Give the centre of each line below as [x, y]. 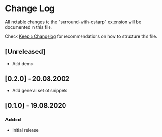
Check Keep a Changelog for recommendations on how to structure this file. [81, 36]
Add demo [22, 63]
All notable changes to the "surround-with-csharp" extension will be [73, 22]
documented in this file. [29, 27]
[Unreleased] [25, 52]
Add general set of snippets [40, 90]
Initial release [25, 130]
